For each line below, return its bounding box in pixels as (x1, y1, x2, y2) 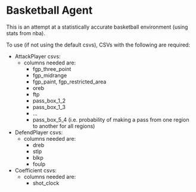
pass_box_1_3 (32, 103, 66, 110)
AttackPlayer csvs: (14, 52, 61, 60)
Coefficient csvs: (14, 166, 57, 174)
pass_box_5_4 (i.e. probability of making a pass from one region (32, 116, 189, 123)
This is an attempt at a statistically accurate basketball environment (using (6, 23, 188, 30)
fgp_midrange (32, 72, 67, 79)
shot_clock (32, 179, 60, 187)
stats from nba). (6, 29, 46, 36)
